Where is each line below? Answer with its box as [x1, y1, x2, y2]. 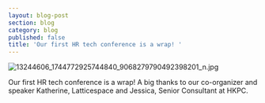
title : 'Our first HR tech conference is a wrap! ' [8, 41, 182, 49]
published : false [8, 33, 66, 42]
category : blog [8, 26, 59, 34]
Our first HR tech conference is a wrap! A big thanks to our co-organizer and [8, 78, 258, 87]
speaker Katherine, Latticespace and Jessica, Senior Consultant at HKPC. [8, 86, 249, 95]
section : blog [8, 19, 55, 27]
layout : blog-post [8, 11, 69, 20]
